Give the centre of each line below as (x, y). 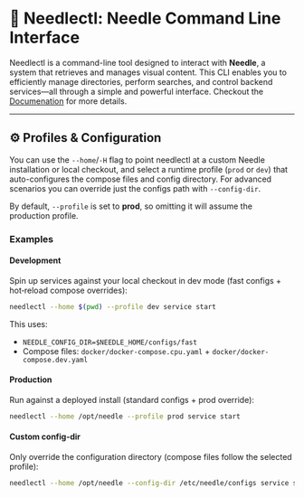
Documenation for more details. (68, 101)
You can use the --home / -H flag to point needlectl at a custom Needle (137, 159)
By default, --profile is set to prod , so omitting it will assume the (131, 206)
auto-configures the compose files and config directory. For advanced (141, 179)
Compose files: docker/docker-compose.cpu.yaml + (116, 351)
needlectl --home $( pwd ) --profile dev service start (113, 306)
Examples (32, 239)
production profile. (44, 215)
